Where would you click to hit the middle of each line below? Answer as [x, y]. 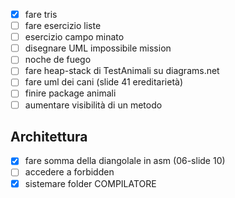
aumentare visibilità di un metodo [93, 105]
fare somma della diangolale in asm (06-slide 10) [125, 161]
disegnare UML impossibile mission [98, 48]
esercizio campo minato [74, 37]
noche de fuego [58, 60]
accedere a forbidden [69, 172]
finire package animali [70, 93]
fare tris [41, 14]
